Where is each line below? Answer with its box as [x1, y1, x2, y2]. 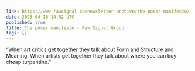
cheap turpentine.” [6, 59, 52, 66]
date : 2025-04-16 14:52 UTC [6, 14, 75, 20]
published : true [6, 19, 46, 25]
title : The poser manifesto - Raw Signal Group [6, 24, 125, 31]
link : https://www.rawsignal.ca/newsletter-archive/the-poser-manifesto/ [6, 8, 190, 15]
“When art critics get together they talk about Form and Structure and [6, 46, 174, 53]
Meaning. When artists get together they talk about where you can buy [6, 52, 177, 59]
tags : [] [6, 30, 28, 36]
